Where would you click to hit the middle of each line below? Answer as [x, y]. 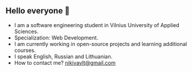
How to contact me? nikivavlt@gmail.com [65, 63]
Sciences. [26, 31]
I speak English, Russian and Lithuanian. [63, 56]
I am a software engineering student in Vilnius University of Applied [97, 25]
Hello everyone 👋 [38, 11]
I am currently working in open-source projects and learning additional [100, 44]
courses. [25, 50]
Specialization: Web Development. [56, 37]
